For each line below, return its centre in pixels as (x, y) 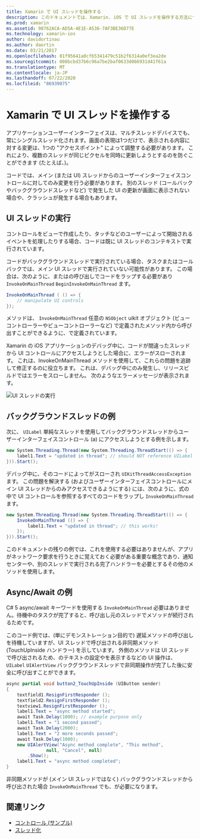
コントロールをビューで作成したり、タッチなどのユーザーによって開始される (100, 234)
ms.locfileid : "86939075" (38, 84)
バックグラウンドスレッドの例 (61, 416)
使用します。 (42, 572)
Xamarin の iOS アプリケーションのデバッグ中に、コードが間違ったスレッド (98, 346)
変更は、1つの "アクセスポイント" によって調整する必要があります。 (104, 147)
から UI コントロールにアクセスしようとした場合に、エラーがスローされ (93, 353)
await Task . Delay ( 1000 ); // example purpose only (80, 717)
